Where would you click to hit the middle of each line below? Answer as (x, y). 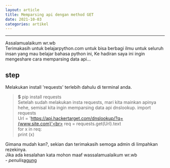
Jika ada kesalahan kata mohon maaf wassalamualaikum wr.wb (71, 155)
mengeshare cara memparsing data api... (48, 59)
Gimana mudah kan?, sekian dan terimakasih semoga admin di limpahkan (82, 144)
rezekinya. (16, 150)
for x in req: (30, 129)
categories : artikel (27, 24)
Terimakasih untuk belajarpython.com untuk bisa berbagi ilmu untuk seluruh (84, 48)
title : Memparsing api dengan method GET (50, 15)
